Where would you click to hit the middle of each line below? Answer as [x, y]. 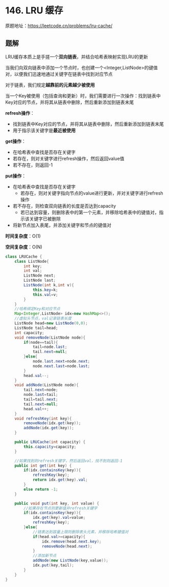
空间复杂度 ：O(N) [24, 247]
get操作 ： [16, 141]
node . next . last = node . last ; [61, 366]
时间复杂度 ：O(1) [23, 236]
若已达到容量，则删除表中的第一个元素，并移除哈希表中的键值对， [90, 212]
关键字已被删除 [45, 219]
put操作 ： [16, 176]
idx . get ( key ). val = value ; [59, 518]
